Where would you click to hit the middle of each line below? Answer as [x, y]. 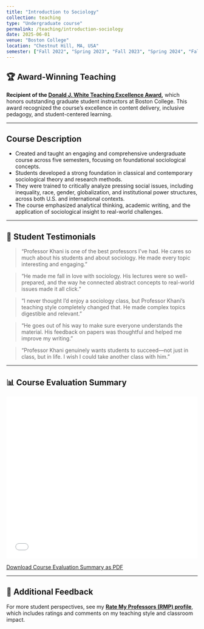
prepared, [33, 283]
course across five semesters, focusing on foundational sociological [100, 160]
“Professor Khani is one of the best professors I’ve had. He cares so [106, 251]
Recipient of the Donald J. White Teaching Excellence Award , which [93, 94]
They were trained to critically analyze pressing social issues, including [104, 186]
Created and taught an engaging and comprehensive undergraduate [100, 153]
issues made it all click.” [51, 289]
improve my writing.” [47, 339]
